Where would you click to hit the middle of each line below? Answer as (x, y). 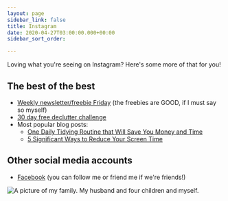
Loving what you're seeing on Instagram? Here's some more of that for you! (114, 64)
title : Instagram (32, 26)
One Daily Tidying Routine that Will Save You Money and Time (115, 132)
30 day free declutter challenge (61, 117)
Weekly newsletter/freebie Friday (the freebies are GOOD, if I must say (117, 102)
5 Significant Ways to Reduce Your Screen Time (95, 139)
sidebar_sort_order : (37, 39)
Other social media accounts (70, 161)
